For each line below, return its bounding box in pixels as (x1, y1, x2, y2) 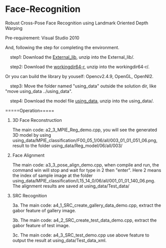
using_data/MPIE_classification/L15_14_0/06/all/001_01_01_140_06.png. (12, 177, 156, 183)
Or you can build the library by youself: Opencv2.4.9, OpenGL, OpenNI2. (5, 73, 154, 79)
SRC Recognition (12, 192, 47, 198)
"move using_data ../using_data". (5, 88, 73, 94)
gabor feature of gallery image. (12, 207, 76, 213)
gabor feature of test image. (12, 222, 70, 228)
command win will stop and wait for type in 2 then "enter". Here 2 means (12, 167, 162, 173)
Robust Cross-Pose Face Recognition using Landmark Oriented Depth (5, 20, 149, 26)
